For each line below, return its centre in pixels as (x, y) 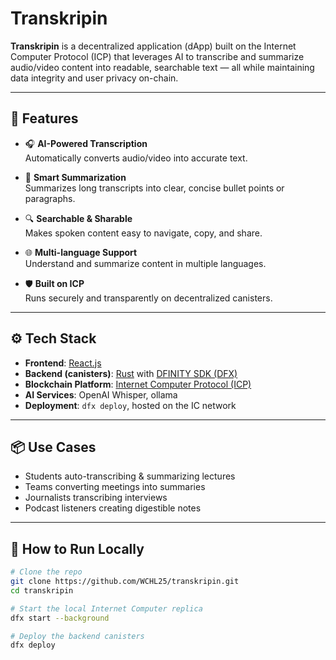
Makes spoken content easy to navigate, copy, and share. (143, 233)
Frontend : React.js (63, 363)
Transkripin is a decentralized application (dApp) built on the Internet (153, 46)
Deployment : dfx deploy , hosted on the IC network (130, 405)
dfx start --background (60, 618)
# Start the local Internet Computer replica (106, 608)
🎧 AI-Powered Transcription (86, 143)
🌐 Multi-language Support (81, 252)
